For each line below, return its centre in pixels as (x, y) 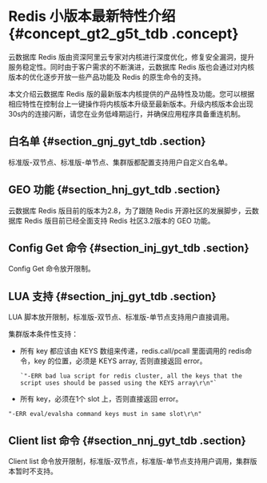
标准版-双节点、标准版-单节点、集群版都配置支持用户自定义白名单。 (120, 162)
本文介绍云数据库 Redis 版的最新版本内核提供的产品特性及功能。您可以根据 (132, 93)
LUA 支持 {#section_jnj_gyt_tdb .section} (113, 296)
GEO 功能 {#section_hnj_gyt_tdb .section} (115, 190)
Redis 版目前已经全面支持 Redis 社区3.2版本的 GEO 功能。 (119, 220)
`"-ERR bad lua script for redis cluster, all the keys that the (131, 376)
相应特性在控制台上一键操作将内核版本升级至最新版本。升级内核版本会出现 (131, 104)
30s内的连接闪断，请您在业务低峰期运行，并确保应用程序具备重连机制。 (127, 113)
